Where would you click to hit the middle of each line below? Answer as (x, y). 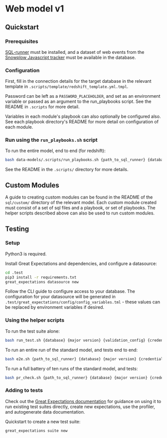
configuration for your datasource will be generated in (60, 297)
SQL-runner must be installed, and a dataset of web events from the (75, 52)
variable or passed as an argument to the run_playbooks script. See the (78, 102)
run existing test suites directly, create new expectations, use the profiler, (80, 407)
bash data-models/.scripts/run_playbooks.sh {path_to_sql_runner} (75, 160)
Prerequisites (22, 41)
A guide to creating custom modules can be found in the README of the (79, 197)
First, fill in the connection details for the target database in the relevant (78, 81)
